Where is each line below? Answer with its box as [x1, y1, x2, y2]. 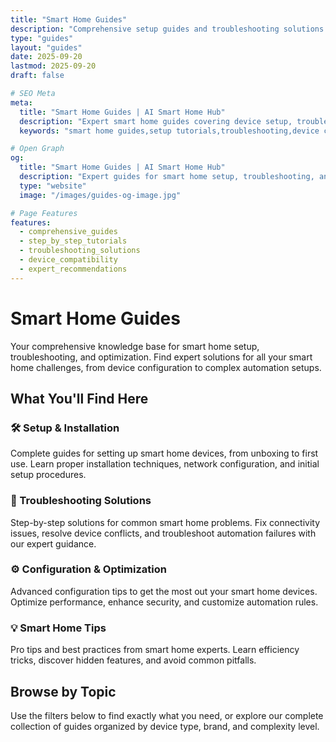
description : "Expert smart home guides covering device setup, [19, 116, 293, 126]
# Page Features [10, 208, 78, 218]
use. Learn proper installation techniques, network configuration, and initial [10, 458, 320, 470]
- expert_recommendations [19, 264, 128, 274]
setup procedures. [10, 469, 87, 481]
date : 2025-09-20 [10, 52, 83, 62]
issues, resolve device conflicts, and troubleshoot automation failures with [10, 527, 317, 539]
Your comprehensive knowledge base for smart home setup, [10, 340, 260, 352]
